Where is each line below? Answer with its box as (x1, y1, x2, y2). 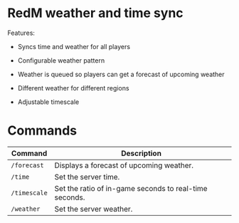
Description (120, 148, 162, 158)
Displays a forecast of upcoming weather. (54, 160, 194, 170)
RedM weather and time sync (7, 5, 184, 21)
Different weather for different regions (17, 83, 129, 92)
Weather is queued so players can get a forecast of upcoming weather (17, 70, 225, 78)
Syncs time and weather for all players (17, 42, 130, 51)
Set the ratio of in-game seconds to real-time (54, 183, 208, 193)
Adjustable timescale (17, 98, 80, 106)
